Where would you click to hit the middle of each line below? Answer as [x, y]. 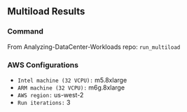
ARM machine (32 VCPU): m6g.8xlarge [71, 87]
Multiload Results [46, 12]
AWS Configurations [43, 64]
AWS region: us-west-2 [50, 94]
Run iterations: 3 [44, 102]
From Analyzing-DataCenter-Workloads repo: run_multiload [94, 47]
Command [25, 31]
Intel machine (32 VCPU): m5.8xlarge [72, 80]
